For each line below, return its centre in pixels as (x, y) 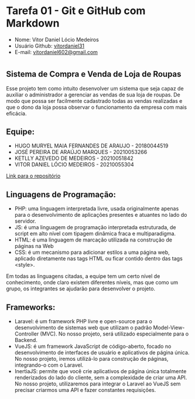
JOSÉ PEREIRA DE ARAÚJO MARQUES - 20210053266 (81, 152)
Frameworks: (31, 307)
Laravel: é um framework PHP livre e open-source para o (83, 321)
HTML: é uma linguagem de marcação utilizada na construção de (93, 240)
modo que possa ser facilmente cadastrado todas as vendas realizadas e (94, 100)
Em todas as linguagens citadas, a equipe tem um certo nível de (83, 276)
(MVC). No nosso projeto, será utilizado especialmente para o (114, 334)
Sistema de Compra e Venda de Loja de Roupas (94, 74)
